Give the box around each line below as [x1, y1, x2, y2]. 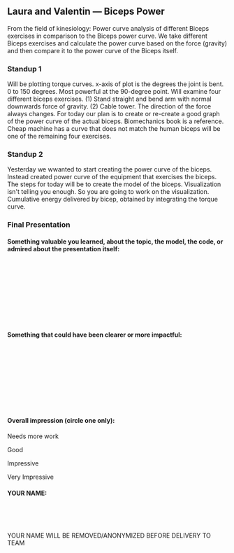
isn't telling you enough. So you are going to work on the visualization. [7, 188, 210, 196]
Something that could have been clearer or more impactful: [7, 330, 182, 339]
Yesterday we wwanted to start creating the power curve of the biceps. [7, 165, 212, 174]
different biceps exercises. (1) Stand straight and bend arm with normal [7, 94, 212, 104]
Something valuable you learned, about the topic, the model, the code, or [7, 237, 224, 246]
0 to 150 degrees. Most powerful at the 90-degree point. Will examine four [7, 87, 221, 96]
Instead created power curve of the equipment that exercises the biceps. [7, 173, 217, 181]
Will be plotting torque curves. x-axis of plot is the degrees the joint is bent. [7, 80, 224, 88]
